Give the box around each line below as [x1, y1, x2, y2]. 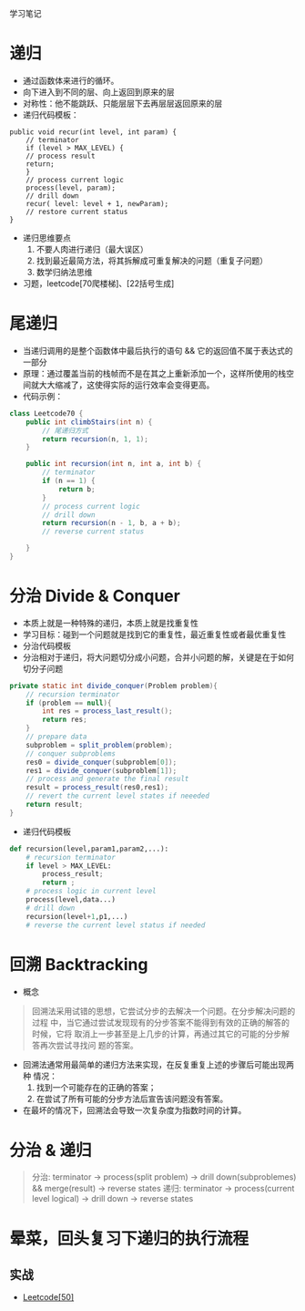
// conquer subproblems [25, 748, 117, 759]
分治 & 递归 [9, 1140, 93, 1161]
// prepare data [25, 732, 88, 741]
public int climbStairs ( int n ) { [25, 418, 153, 427]
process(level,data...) [25, 895, 117, 904]
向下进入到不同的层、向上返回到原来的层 [22, 86, 175, 98]
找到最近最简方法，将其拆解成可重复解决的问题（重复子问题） [36, 254, 269, 266]
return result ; [25, 800, 84, 810]
